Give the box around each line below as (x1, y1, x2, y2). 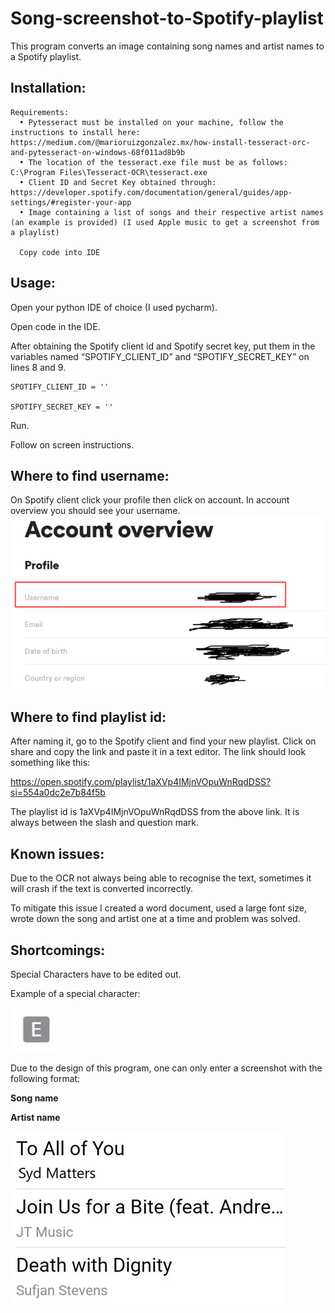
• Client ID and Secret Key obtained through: (19, 177, 217, 187)
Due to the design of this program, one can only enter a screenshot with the (10, 1062, 323, 1074)
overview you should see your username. (10, 505, 181, 517)
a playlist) (10, 227, 60, 237)
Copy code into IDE (19, 247, 101, 257)
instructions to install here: (10, 127, 141, 137)
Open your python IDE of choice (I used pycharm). (10, 301, 218, 313)
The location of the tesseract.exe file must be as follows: (28, 157, 288, 167)
